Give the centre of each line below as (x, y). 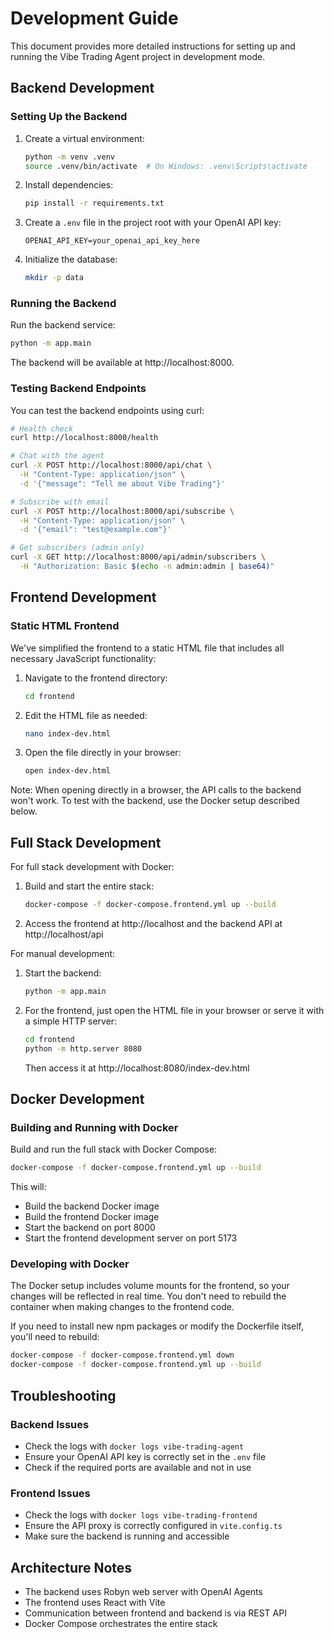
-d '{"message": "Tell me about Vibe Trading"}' (122, 483)
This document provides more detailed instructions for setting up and (153, 46)
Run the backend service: (63, 325)
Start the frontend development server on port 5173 (131, 1238)
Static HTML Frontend (65, 626)
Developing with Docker (70, 1264)
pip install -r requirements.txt (94, 203)
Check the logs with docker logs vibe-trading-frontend (141, 1515)
